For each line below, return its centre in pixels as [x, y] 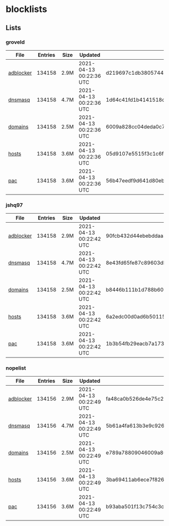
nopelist [16, 368]
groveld [15, 42]
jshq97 [14, 205]
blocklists [26, 9]
